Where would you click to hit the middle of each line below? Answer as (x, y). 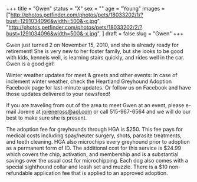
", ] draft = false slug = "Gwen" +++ (140, 34)
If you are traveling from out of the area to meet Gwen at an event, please (95, 105)
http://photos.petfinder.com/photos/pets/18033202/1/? (77, 15)
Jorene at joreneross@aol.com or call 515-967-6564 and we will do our (104, 112)
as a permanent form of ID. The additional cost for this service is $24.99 (94, 148)
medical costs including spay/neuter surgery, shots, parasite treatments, (94, 135)
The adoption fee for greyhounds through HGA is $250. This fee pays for (94, 129)
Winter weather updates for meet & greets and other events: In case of (92, 75)
